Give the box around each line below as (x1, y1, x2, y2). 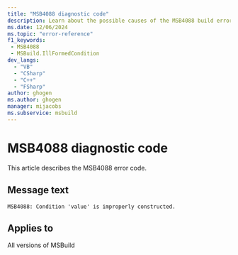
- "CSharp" (13, 70, 46, 77)
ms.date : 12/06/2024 (7, 23, 69, 31)
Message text (7, 184, 69, 196)
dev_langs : (7, 57, 40, 64)
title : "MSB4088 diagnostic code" (7, 10, 110, 18)
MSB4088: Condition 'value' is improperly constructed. (7, 203, 176, 210)
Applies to (7, 222, 54, 234)
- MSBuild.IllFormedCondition (10, 50, 100, 58)
